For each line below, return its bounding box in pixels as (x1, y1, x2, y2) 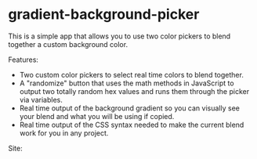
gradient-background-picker (8, 5, 200, 23)
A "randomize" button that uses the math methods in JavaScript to (19, 78, 234, 88)
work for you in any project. (19, 128, 109, 138)
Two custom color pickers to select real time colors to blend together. (19, 70, 244, 79)
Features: (8, 55, 39, 64)
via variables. (19, 95, 63, 104)
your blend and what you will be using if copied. (19, 111, 175, 121)
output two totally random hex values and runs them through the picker (19, 86, 249, 96)
